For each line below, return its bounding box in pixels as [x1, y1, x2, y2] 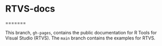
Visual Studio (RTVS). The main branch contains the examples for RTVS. [5, 35, 156, 41]
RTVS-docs [5, 3, 55, 15]
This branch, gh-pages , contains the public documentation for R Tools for [5, 29, 157, 35]
